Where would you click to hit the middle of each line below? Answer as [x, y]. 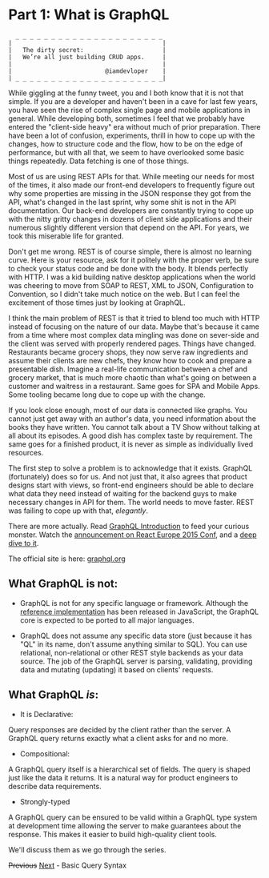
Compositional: [45, 753]
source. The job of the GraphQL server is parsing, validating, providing [136, 661]
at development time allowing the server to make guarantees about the [125, 825]
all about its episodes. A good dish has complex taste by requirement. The [130, 435]
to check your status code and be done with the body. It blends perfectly [128, 268]
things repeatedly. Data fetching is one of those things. [99, 161]
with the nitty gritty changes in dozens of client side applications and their [130, 218]
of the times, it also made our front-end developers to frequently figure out [131, 185]
